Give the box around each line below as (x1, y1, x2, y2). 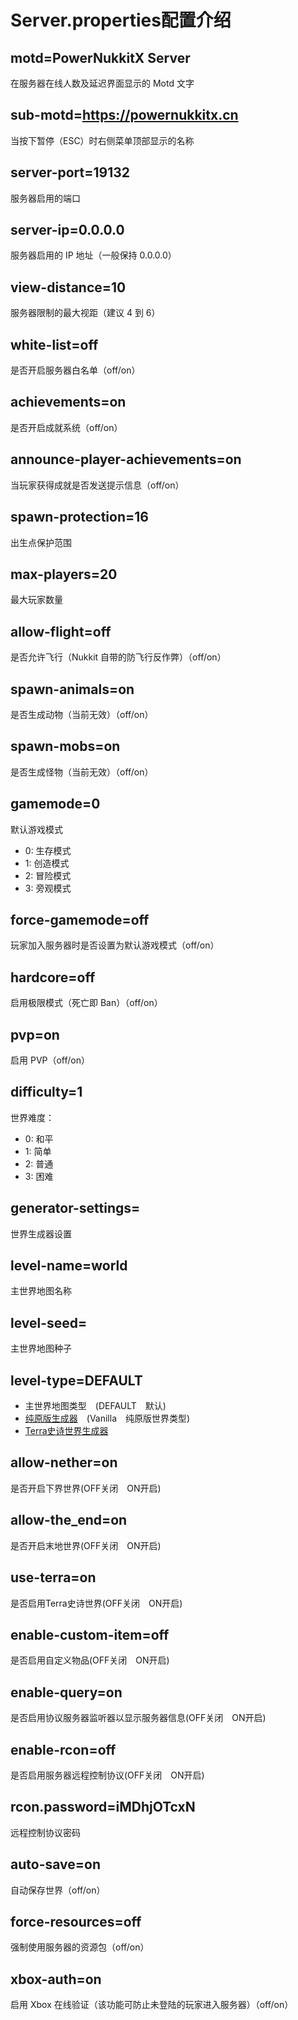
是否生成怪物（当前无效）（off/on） (10, 766, 154, 778)
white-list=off (10, 336, 99, 353)
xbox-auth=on (10, 1971, 102, 1988)
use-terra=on (10, 1569, 97, 1586)
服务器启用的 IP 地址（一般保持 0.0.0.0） (10, 249, 177, 261)
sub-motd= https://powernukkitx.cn (10, 107, 239, 124)
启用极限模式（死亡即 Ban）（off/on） (10, 997, 163, 1009)
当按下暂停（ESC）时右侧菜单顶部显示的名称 (10, 134, 195, 146)
